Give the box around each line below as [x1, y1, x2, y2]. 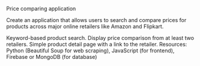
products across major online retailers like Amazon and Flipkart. [6, 23, 164, 30]
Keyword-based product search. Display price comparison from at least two [6, 34, 194, 41]
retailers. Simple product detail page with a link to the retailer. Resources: [6, 41, 187, 48]
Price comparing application [6, 5, 76, 12]
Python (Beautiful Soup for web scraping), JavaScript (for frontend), [6, 47, 175, 54]
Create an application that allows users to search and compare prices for [6, 17, 187, 23]
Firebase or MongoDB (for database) [6, 54, 97, 60]
